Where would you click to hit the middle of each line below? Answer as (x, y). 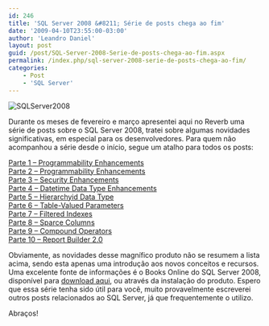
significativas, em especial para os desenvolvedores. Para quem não (122, 138)
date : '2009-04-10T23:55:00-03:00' (68, 31)
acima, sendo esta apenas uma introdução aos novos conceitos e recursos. (134, 263)
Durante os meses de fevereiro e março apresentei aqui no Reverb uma (126, 121)
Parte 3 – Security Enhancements (64, 179)
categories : (28, 68)
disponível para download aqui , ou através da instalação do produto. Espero (134, 280)
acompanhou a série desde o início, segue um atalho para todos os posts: (131, 147)
